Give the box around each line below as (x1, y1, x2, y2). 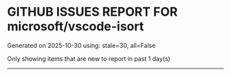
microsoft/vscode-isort (7, 18, 144, 34)
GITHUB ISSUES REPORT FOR (7, 4, 178, 20)
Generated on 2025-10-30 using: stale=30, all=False (7, 41, 156, 49)
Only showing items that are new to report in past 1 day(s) (7, 54, 170, 62)
